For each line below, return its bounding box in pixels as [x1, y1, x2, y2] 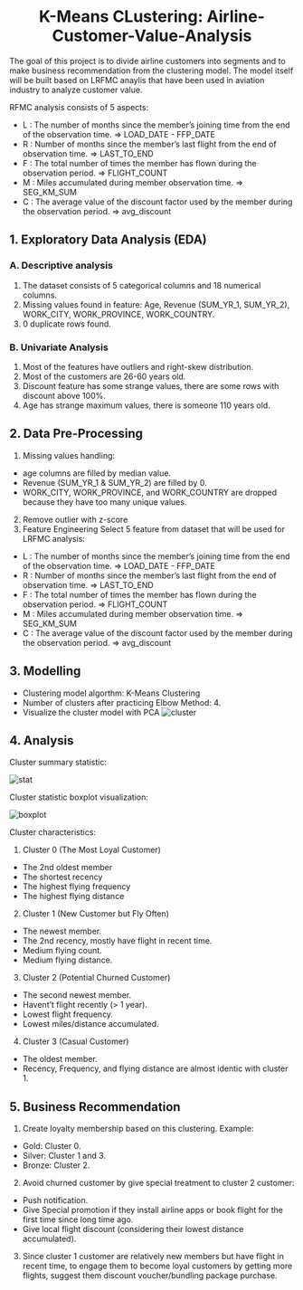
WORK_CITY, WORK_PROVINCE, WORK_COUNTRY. [22, 308, 215, 319]
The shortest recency [22, 871, 103, 883]
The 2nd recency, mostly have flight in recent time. [22, 935, 213, 946]
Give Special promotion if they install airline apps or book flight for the [22, 1205, 283, 1216]
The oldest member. [22, 1054, 98, 1065]
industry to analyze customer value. [9, 84, 143, 95]
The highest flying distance [22, 891, 125, 902]
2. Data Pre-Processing [9, 426, 143, 441]
